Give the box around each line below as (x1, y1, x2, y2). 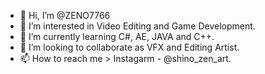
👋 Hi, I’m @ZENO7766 (19, 10, 111, 21)
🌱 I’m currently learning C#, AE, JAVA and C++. (19, 31, 215, 42)
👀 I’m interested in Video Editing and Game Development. (19, 20, 256, 32)
